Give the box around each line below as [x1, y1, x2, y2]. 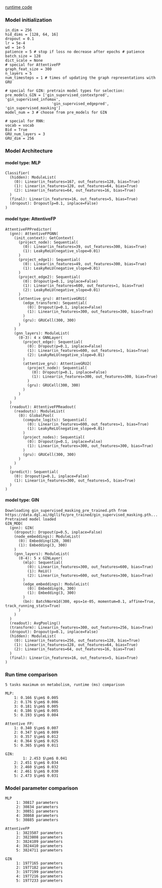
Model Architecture [5, 148, 53, 154]
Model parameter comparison [5, 785, 78, 791]
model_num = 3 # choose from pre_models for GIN [5, 110, 107, 115]
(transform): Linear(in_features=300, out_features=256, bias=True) [9, 625, 154, 630]
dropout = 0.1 [5, 37, 35, 42]
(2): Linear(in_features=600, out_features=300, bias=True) [27, 573, 154, 578]
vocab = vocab [5, 123, 35, 128]
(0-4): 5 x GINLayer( [18, 555, 63, 561]
